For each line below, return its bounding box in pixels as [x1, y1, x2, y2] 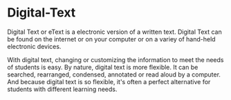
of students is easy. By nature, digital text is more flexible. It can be [7, 63, 198, 71]
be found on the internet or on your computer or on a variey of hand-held [7, 34, 216, 43]
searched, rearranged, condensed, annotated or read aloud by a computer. [7, 70, 221, 79]
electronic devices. [7, 42, 62, 50]
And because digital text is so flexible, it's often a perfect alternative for [7, 77, 211, 86]
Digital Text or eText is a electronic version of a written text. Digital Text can [7, 28, 223, 36]
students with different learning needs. [7, 85, 118, 93]
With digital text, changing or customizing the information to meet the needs [7, 55, 224, 63]
